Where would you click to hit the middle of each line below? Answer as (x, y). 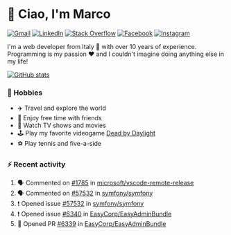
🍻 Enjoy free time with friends (59, 118)
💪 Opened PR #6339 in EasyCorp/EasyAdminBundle (92, 223)
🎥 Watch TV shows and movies (61, 125)
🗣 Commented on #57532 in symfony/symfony (85, 193)
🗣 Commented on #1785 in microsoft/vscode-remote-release (105, 182)
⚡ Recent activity (36, 164)
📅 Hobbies (25, 93)
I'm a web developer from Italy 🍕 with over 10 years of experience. (102, 46)
